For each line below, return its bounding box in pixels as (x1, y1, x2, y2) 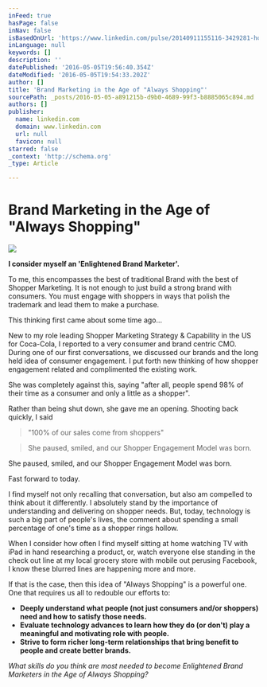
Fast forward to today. (8, 474, 81, 484)
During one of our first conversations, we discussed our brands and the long (8, 348, 259, 357)
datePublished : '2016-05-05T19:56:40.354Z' (8, 64, 155, 72)
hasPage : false (8, 19, 59, 27)
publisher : (8, 108, 44, 116)
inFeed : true (8, 11, 52, 20)
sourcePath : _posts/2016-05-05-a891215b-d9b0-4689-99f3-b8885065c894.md (8, 93, 254, 101)
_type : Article (8, 160, 59, 168)
